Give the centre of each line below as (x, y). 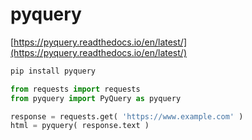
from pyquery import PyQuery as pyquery (96, 98)
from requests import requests (75, 89)
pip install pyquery (53, 71)
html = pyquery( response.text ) (80, 126)
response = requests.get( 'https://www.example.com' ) (127, 116)
